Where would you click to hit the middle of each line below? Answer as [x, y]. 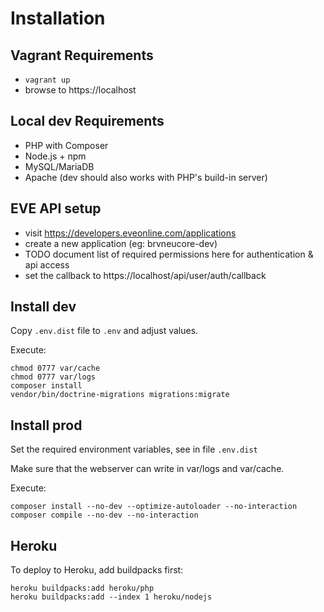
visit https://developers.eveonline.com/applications [130, 233]
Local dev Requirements [87, 121]
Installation [58, 18]
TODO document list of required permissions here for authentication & [169, 254]
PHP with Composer [66, 145]
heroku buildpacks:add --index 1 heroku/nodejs [111, 597]
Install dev [43, 307]
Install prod [46, 425]
